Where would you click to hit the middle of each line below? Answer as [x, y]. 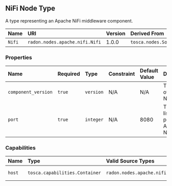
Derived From [147, 33]
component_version [30, 92]
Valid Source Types [130, 161]
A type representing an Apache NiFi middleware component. [69, 20]
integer [94, 120]
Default [149, 71]
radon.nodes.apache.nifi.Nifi [64, 42]
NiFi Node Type [30, 8]
